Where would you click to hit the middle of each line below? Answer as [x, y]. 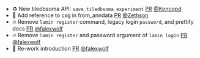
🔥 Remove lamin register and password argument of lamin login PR [100, 35]
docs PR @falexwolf [37, 29]
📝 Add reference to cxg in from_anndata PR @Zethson [80, 15]
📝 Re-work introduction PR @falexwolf [60, 49]
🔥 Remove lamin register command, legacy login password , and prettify [103, 22]
